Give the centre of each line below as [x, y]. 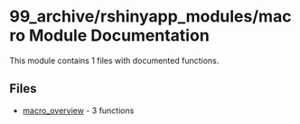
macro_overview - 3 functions [78, 111]
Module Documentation [119, 35]
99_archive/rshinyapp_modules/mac [150, 17]
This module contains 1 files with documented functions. [114, 60]
